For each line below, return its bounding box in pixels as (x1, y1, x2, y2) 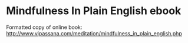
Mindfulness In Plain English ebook (6, 4, 182, 18)
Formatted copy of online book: (6, 24, 83, 31)
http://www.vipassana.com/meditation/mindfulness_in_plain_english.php (6, 29, 183, 37)
